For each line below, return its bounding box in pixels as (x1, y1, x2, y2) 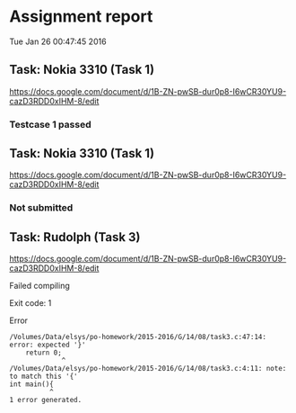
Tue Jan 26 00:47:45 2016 (9, 36, 107, 47)
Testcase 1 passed (9, 118, 91, 130)
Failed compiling (9, 281, 70, 292)
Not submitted (9, 202, 74, 214)
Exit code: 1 (9, 298, 52, 309)
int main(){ (9, 380, 54, 389)
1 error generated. (9, 396, 83, 405)
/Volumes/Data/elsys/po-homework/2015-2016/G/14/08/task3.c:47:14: (9, 333, 267, 342)
